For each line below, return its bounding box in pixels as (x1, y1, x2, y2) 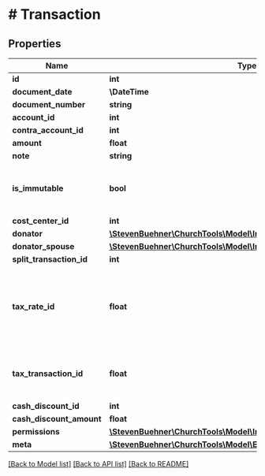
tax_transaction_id (12, 368, 84, 379)
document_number (12, 99, 86, 110)
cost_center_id (12, 215, 69, 226)
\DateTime (109, 87, 150, 97)
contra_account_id (12, 125, 84, 136)
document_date (12, 87, 73, 97)
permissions (12, 426, 61, 437)
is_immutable (12, 183, 64, 194)
